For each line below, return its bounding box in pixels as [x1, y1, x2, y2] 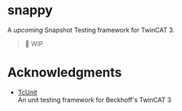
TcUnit [17, 88, 38, 96]
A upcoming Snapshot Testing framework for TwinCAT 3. [7, 26, 175, 34]
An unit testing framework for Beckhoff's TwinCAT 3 [17, 95, 171, 104]
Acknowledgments [7, 65, 123, 80]
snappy [7, 2, 54, 18]
